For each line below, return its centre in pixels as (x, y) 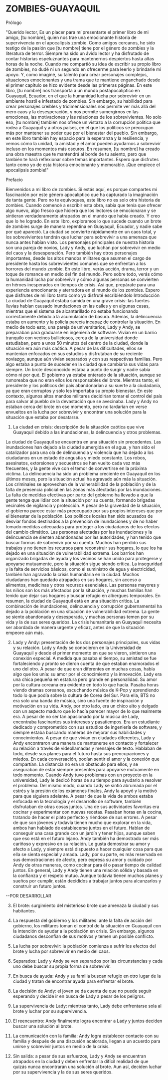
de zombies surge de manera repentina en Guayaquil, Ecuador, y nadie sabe (84, 226)
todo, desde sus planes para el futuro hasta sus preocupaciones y (81, 753)
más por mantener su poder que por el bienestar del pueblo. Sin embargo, (82, 133)
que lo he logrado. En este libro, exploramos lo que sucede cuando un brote (84, 221)
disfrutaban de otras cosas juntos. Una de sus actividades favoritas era (86, 807)
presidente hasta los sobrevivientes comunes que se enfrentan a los (76, 263)
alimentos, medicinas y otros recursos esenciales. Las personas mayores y (83, 585)
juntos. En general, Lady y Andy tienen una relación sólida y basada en (85, 870)
